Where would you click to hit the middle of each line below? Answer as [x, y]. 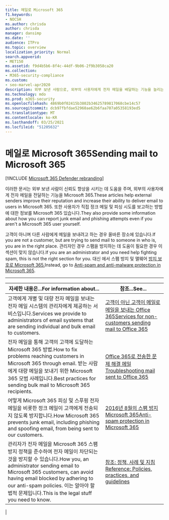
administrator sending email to [44, 466]
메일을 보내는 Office [128, 310]
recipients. [20, 392]
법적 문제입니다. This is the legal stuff [50, 493]
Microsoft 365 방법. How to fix [43, 350]
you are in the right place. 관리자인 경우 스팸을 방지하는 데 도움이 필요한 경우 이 [84, 246]
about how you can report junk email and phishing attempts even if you [79, 219]
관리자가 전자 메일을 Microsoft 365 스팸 [53, 444]
